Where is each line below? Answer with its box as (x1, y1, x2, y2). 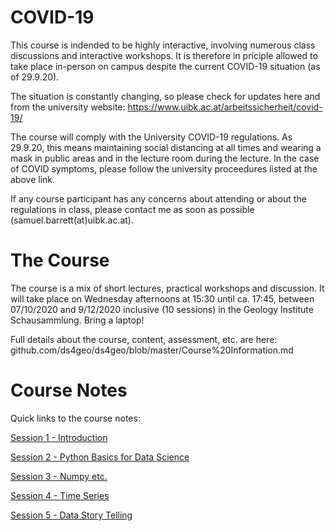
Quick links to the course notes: (10, 412, 141, 424)
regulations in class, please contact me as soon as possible (10, 203, 255, 215)
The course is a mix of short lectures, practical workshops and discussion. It (10, 282, 325, 294)
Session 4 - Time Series (10, 489, 110, 501)
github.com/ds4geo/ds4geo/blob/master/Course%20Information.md (10, 344, 294, 356)
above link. (10, 173, 56, 185)
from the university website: (10, 101, 126, 113)
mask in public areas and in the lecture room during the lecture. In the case (10, 152, 320, 164)
